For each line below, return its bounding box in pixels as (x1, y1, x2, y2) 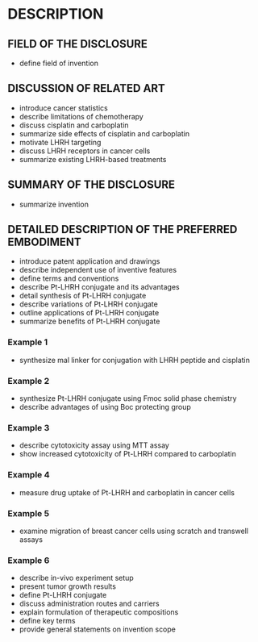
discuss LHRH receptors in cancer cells (19, 146, 151, 156)
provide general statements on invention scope (19, 624, 177, 634)
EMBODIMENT (7, 236, 81, 249)
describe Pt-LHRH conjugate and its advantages (19, 282, 180, 292)
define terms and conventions (19, 273, 119, 283)
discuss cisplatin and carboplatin (19, 120, 130, 130)
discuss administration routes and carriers (19, 598, 160, 609)
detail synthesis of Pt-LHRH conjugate (19, 291, 147, 301)
